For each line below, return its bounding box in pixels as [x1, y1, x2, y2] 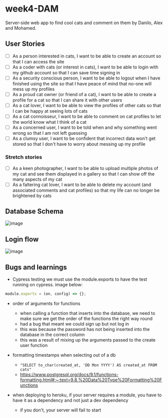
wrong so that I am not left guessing [12, 130, 87, 136]
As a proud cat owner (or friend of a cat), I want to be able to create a [12, 91, 156, 97]
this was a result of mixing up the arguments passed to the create [20, 337, 156, 343]
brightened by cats [12, 192, 52, 199]
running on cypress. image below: [12, 282, 83, 288]
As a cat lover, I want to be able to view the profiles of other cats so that [12, 103, 161, 108]
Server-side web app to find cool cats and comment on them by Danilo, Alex [5, 20, 163, 26]
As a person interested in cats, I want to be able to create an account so [12, 53, 161, 59]
